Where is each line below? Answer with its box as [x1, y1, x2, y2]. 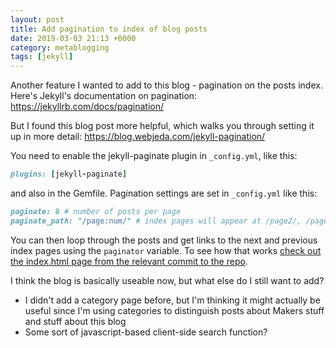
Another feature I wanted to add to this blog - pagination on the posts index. [10, 79, 323, 91]
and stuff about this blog [24, 315, 127, 327]
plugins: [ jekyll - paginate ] [10, 169, 128, 180]
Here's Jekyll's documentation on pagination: [10, 90, 198, 102]
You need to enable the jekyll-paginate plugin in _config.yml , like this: [10, 150, 298, 162]
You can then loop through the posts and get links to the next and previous [10, 234, 318, 246]
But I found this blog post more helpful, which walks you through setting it [10, 120, 315, 132]
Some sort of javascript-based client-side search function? [24, 326, 268, 338]
